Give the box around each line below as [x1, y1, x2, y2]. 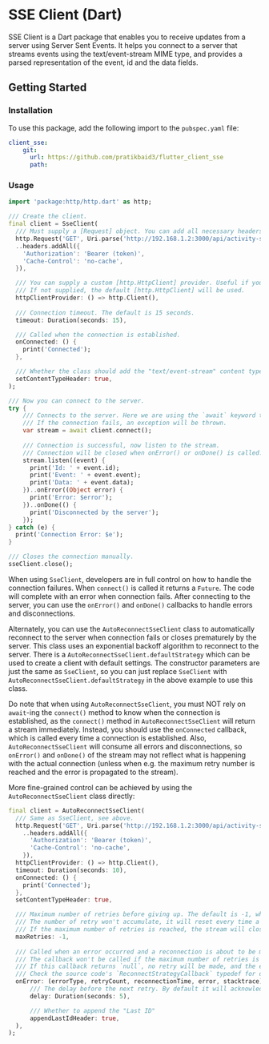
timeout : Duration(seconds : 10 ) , [15, 866, 127, 874]
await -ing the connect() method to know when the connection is [8, 707, 221, 717]
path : [29, 161, 48, 169]
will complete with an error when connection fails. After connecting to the [8, 591, 251, 601]
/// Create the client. [8, 212, 88, 221]
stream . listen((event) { [22, 456, 106, 464]
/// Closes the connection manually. [8, 552, 134, 561]
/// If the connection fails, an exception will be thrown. [22, 419, 227, 428]
